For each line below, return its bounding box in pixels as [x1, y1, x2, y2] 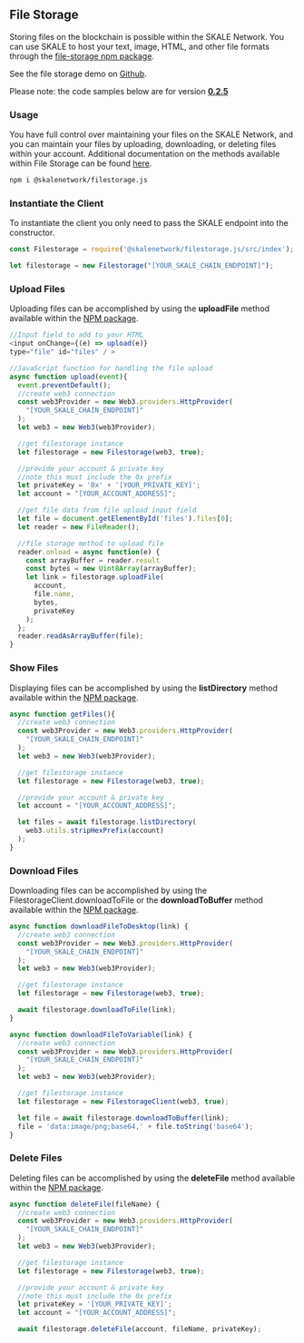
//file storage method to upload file [17, 539, 165, 548]
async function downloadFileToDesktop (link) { [9, 922, 189, 931]
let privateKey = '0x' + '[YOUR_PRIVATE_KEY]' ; [17, 481, 201, 490]
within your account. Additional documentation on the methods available [9, 149, 280, 160]
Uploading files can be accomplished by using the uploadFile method [9, 303, 270, 314]
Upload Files [9, 282, 65, 295]
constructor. [9, 227, 55, 239]
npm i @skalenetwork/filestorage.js [9, 176, 148, 185]
